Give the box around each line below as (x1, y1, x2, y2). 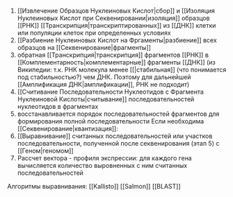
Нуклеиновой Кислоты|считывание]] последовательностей (17, 95, 195, 103)
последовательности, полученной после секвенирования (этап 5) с (17, 139, 220, 147)
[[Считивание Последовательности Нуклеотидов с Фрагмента (17, 87, 204, 96)
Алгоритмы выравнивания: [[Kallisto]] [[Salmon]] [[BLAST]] (7, 182, 181, 190)
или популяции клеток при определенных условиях (17, 28, 172, 37)
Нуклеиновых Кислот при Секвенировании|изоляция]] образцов (17, 14, 210, 22)
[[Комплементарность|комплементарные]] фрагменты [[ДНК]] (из (17, 58, 216, 66)
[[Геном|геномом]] (17, 146, 74, 155)
